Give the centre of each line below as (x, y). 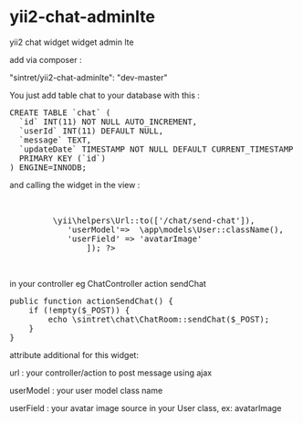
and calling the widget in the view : (75, 185)
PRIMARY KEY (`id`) (63, 158)
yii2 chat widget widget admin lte (72, 42)
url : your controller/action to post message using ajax (111, 373)
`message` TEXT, (55, 140)
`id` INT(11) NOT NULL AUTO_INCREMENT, (108, 122)
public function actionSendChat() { (91, 301)
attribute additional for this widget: (74, 354)
